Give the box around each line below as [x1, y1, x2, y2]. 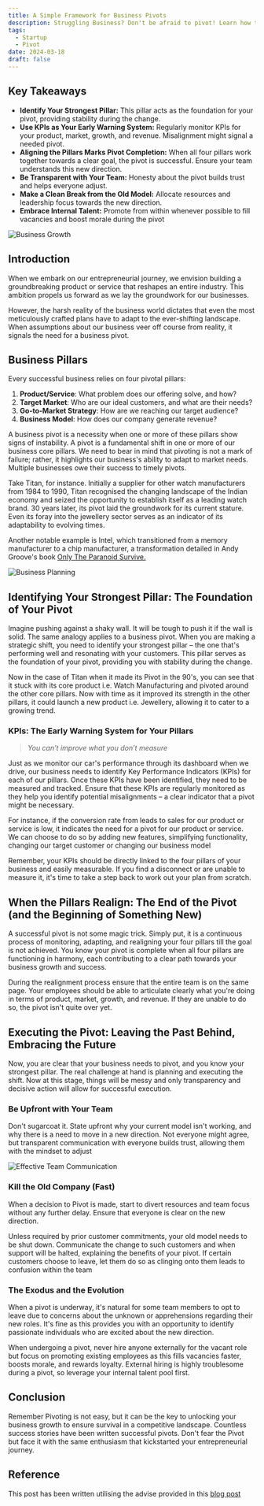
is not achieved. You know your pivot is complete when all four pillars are [8, 946, 244, 955]
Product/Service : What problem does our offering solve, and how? [19, 389, 237, 399]
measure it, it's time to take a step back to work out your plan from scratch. [8, 873, 251, 882]
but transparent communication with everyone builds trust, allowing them [8, 1138, 245, 1148]
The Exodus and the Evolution [8, 1285, 124, 1296]
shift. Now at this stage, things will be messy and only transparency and [8, 1076, 241, 1085]
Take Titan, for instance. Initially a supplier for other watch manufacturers [8, 478, 246, 488]
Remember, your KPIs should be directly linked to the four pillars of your [8, 856, 241, 866]
